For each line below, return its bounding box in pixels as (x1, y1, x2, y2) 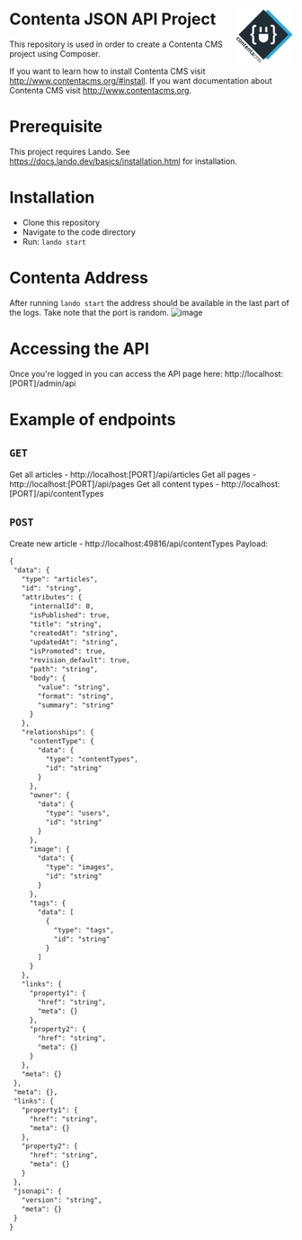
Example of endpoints (9, 409, 176, 429)
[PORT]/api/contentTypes (9, 488, 104, 499)
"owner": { (29, 790, 70, 800)
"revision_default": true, (29, 655, 130, 665)
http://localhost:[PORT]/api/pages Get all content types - (9, 478, 220, 490)
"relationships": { (21, 727, 94, 737)
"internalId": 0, (29, 601, 94, 611)
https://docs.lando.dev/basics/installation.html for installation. (9, 156, 238, 166)
